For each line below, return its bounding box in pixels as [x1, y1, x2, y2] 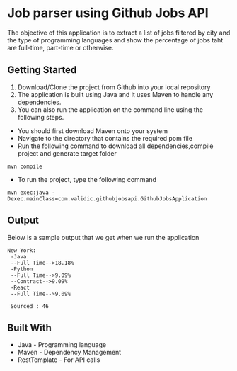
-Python [10, 266, 33, 273]
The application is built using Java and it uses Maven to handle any [17, 90, 214, 98]
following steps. [17, 113, 64, 121]
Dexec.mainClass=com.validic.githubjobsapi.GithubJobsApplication [7, 195, 207, 202]
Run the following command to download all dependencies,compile [17, 142, 214, 150]
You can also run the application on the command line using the [17, 105, 204, 114]
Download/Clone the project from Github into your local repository [17, 83, 211, 91]
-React [10, 284, 30, 291]
